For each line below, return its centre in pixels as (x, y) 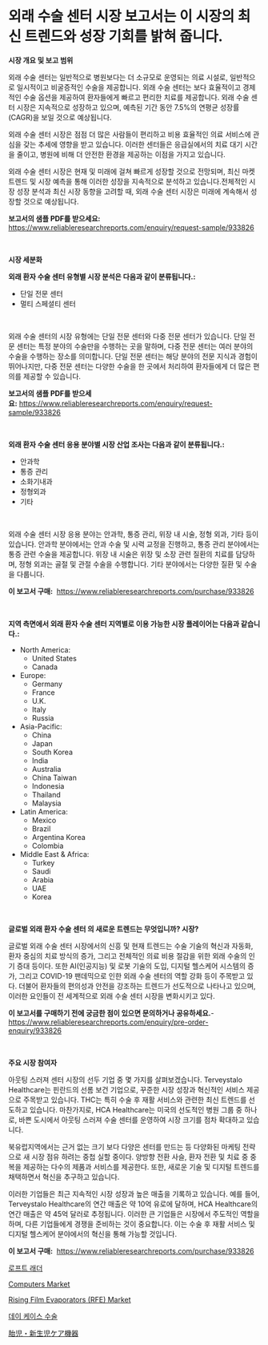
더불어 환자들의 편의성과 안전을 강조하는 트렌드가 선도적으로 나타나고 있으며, (137, 986)
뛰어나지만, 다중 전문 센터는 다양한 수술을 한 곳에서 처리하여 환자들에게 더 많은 (130, 366)
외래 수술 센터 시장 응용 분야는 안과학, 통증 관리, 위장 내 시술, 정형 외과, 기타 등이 (134, 534)
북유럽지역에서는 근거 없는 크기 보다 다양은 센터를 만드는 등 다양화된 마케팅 (125, 1146)
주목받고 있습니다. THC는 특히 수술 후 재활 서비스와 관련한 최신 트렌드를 (135, 1100)
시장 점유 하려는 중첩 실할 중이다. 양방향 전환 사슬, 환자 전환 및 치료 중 (140, 1157)
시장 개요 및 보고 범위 (41, 60)
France (44, 692)
